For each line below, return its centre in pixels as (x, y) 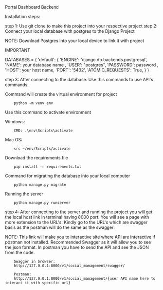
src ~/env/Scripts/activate (42, 149)
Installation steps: (23, 16)
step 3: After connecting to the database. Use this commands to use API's (79, 79)
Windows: (15, 122)
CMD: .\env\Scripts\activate (43, 131)
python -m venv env (34, 103)
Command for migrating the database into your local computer (68, 176)
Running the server (24, 194)
